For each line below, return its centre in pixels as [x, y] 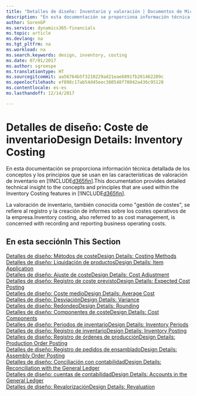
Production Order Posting [37, 343]
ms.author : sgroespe [31, 66]
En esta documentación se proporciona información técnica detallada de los [98, 168]
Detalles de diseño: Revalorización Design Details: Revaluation [81, 387]
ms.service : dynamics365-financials [51, 28]
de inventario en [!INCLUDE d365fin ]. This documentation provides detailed [96, 181]
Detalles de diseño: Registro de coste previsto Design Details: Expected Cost [98, 281]
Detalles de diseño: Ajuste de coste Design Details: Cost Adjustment [88, 274]
